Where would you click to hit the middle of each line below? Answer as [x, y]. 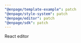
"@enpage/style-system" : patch [36, 14]
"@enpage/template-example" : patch [40, 9]
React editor [17, 36]
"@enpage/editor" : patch [30, 18]
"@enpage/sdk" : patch [26, 23]
